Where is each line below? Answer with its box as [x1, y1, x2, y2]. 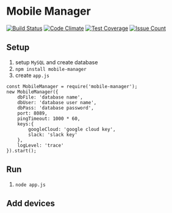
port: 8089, [17, 110, 48, 116]
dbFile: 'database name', [17, 94, 84, 100]
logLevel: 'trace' [17, 142, 64, 148]
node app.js [15, 182, 46, 188]
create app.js [15, 72, 50, 79]
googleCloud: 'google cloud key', [28, 126, 116, 132]
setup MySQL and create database [15, 58, 98, 65]
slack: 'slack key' [28, 132, 78, 138]
